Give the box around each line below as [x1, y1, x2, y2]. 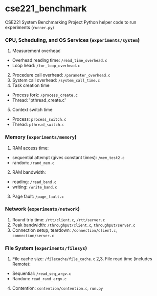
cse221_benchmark [5, 3, 87, 14]
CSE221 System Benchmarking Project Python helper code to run [5, 19, 137, 25]
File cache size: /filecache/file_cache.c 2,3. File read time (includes [12, 256, 153, 262]
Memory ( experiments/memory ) [5, 134, 77, 140]
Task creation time [12, 82, 50, 88]
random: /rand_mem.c [12, 160, 55, 165]
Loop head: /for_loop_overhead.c [12, 62, 81, 69]
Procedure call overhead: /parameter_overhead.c [12, 72, 111, 78]
